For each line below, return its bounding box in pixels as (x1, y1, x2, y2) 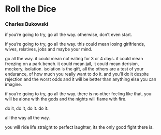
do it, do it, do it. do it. (5, 105, 49, 111)
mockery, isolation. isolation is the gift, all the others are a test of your (5, 66, 144, 72)
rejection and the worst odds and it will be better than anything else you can (5, 76, 156, 82)
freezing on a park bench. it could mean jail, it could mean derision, (5, 61, 139, 67)
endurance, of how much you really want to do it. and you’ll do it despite (5, 71, 149, 77)
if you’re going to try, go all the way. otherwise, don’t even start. (5, 32, 132, 37)
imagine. (5, 82, 22, 87)
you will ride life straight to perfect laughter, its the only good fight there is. (5, 124, 154, 130)
